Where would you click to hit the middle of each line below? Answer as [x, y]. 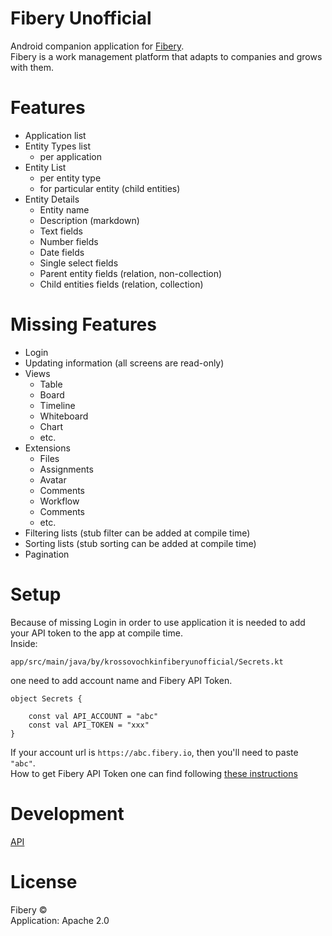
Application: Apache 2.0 [60, 920]
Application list [55, 135]
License [44, 881]
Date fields [62, 252]
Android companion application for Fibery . [97, 46]
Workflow [59, 501]
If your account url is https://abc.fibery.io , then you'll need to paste [154, 752]
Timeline [57, 405]
